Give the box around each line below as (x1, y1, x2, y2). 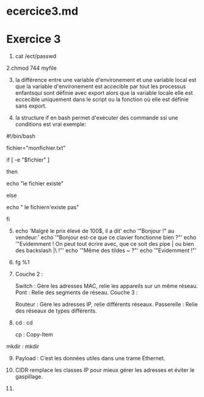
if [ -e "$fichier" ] (6, 156, 50, 163)
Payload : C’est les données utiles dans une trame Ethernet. (15, 355, 166, 362)
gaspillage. (15, 373, 43, 380)
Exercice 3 (6, 32, 61, 46)
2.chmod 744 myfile (6, 64, 57, 72)
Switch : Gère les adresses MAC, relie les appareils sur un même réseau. (15, 283, 199, 290)
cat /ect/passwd (15, 53, 57, 60)
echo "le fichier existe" (6, 180, 64, 187)
